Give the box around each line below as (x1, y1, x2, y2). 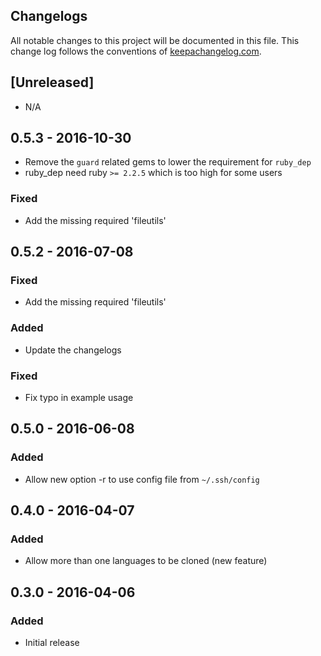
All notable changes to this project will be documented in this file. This (10, 34, 300, 46)
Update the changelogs (24, 344, 122, 356)
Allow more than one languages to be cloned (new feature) (24, 555, 268, 567)
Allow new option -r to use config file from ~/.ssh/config (24, 473, 260, 485)
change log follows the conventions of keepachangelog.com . (10, 45, 262, 57)
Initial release (24, 637, 80, 649)
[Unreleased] (10, 74, 95, 91)
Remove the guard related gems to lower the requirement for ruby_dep (24, 156, 312, 168)
